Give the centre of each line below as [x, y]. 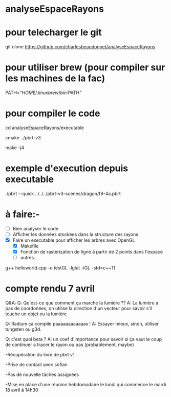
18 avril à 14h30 [22, 390]
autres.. [28, 258]
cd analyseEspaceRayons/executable [45, 128]
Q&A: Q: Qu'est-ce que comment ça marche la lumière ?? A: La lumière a [82, 303]
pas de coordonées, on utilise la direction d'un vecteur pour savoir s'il [79, 309]
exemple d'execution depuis [67, 168]
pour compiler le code [53, 113]
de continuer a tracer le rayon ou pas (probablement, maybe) [70, 345]
